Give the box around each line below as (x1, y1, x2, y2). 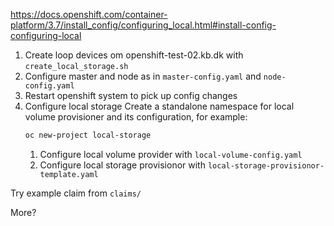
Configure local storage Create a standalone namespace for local (24, 100, 295, 112)
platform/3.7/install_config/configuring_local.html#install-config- (10, 19, 277, 31)
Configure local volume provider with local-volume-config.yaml (39, 148, 303, 160)
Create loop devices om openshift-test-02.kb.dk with (24, 49, 244, 61)
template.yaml (39, 169, 99, 179)
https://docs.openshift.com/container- (10, 9, 168, 20)
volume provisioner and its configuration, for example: (24, 111, 248, 123)
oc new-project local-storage (24, 130, 152, 140)
